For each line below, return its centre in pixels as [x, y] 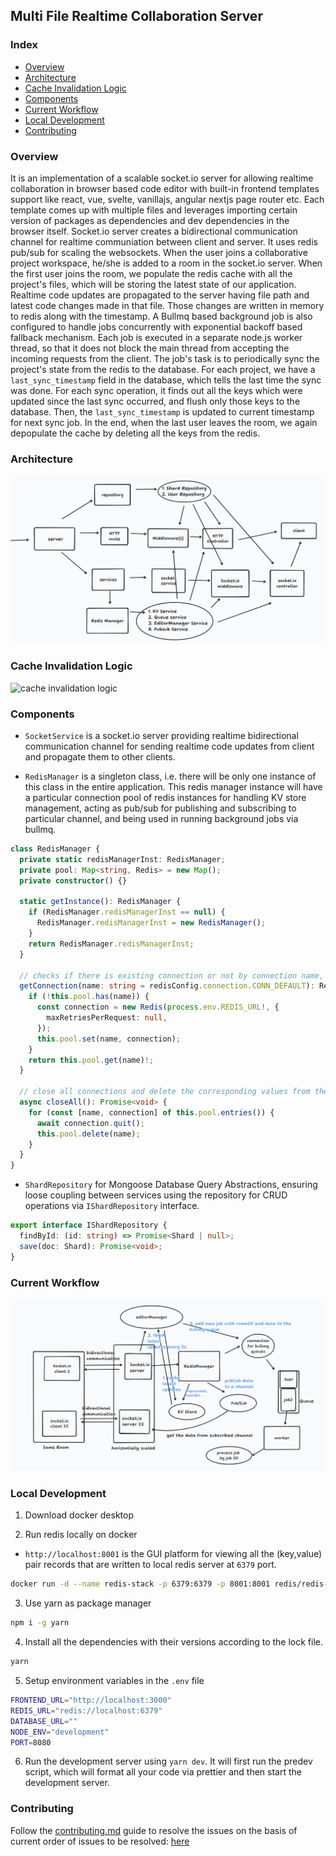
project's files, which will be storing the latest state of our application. [153, 284]
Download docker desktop [79, 1515]
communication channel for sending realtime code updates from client [169, 746]
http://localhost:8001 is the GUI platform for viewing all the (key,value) [173, 1554]
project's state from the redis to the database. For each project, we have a [163, 369]
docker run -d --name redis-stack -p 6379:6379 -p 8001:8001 [140, 1584]
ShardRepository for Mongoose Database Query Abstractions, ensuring [171, 1185]
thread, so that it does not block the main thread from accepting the [150, 348]
